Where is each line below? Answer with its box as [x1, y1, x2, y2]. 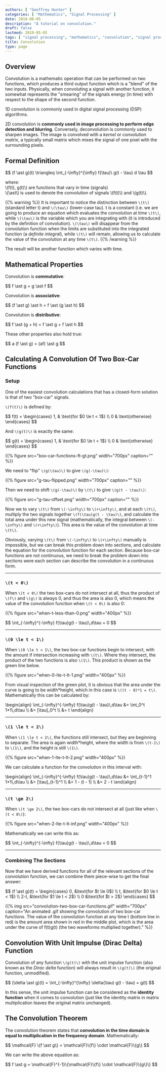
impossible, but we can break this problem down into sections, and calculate [5, 542, 161, 548]
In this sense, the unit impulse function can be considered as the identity [5, 989, 154, 995]
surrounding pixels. [5, 142, 44, 148]
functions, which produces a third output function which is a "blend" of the [5, 81, 158, 87]
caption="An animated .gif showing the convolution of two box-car [5, 908, 141, 914]
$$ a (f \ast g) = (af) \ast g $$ [5, 340, 66, 347]
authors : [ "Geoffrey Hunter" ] [5, 7, 72, 12]
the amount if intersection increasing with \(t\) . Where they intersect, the [5, 652, 156, 658]
